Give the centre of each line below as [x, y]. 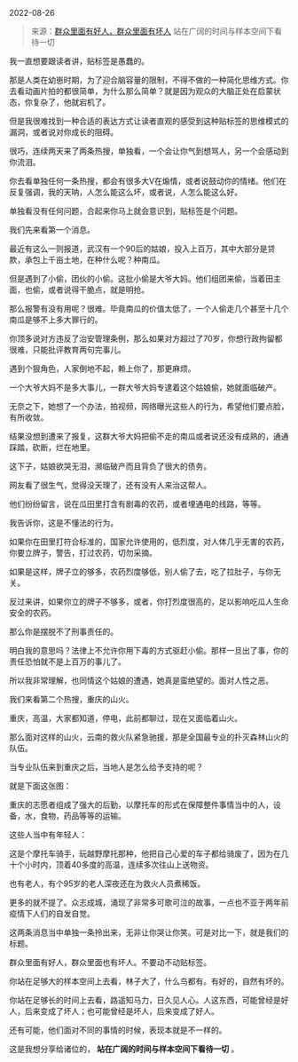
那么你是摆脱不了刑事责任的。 [63, 631]
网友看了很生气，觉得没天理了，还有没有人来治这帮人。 [110, 485]
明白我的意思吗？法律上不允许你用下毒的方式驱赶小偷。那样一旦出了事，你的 [149, 650]
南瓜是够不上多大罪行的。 [56, 320]
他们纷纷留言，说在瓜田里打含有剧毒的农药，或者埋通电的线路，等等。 [137, 504]
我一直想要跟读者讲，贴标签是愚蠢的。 [79, 61]
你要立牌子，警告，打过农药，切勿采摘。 [83, 553]
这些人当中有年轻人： [48, 835]
